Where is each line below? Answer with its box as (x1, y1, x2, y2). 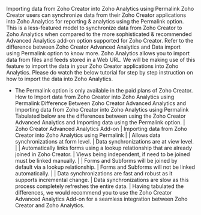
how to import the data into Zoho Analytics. (6, 75, 113, 82)
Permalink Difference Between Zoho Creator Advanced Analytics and (14, 100, 187, 107)
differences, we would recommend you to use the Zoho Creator (14, 189, 172, 196)
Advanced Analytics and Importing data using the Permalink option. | (14, 119, 185, 126)
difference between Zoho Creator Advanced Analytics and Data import (6, 43, 181, 50)
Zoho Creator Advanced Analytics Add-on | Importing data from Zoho (14, 126, 187, 132)
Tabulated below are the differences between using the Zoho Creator (14, 112, 186, 120)
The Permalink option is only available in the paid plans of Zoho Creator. (14, 87, 193, 94)
